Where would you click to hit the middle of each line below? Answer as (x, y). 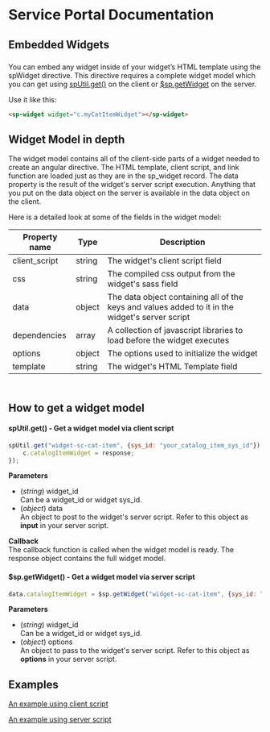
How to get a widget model (76, 408)
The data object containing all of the (175, 297)
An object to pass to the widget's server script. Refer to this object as (135, 651)
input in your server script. (64, 526)
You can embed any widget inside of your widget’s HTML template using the (135, 67)
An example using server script (60, 720)
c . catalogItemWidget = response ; (79, 453)
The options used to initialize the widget (182, 354)
